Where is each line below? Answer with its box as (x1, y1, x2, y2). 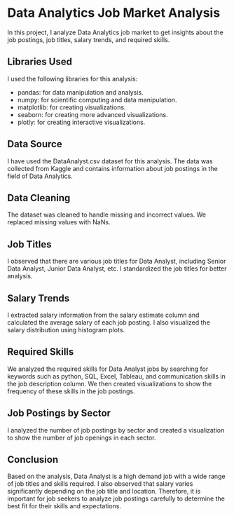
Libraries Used (7, 56, 72, 68)
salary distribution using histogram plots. (7, 326, 125, 334)
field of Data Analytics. (7, 172, 74, 180)
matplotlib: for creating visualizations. (17, 103, 126, 111)
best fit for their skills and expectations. (7, 502, 121, 510)
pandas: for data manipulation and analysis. (17, 88, 144, 96)
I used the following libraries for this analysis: (7, 74, 138, 83)
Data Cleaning (7, 191, 71, 204)
